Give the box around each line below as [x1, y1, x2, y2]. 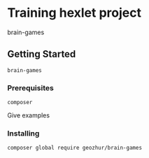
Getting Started [7, 48, 76, 60]
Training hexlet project [7, 5, 142, 21]
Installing [7, 128, 40, 138]
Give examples [7, 111, 50, 120]
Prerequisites [7, 82, 54, 92]
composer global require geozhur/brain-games [7, 145, 142, 152]
